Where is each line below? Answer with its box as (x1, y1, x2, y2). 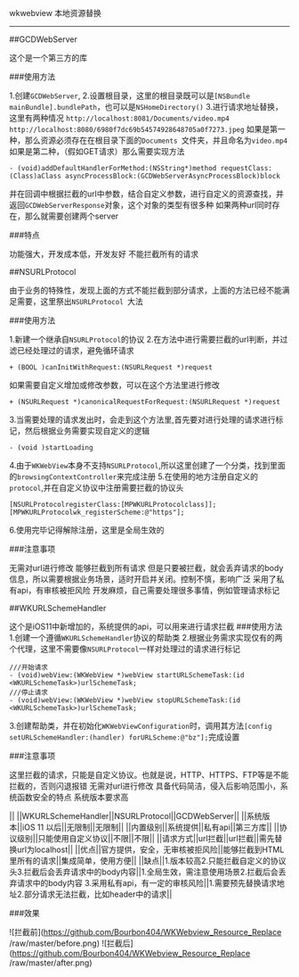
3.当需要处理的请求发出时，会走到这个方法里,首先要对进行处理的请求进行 (9, 414, 276, 425)
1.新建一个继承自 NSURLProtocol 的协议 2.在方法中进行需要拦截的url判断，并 (9, 334, 280, 344)
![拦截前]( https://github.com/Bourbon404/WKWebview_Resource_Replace (9, 927, 282, 937)
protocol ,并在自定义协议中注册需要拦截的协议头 (9, 483, 184, 493)
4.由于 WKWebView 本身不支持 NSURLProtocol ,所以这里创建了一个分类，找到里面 (9, 460, 287, 470)
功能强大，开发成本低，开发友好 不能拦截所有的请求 (9, 249, 198, 259)
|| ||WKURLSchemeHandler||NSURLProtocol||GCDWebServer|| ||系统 (9, 811, 263, 821)
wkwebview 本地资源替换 (9, 8, 102, 18)
